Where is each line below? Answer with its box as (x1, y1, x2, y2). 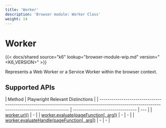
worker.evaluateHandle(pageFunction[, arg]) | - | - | (5, 117, 111, 124)
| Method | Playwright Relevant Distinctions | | (5, 96, 99, 102)
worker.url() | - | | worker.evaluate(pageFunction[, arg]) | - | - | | (5, 112, 135, 118)
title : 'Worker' (5, 7, 39, 12)
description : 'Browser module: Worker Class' (5, 12, 101, 17)
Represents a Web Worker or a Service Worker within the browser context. (5, 69, 158, 75)
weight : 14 (5, 16, 28, 21)
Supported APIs (5, 83, 55, 91)
